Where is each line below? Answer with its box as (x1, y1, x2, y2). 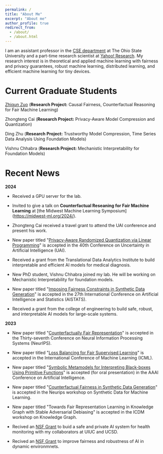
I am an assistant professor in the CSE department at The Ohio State (5, 47, 142, 54)
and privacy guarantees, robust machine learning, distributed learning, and (5, 63, 155, 69)
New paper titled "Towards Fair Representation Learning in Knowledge (12, 404, 154, 410)
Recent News (5, 168, 60, 178)
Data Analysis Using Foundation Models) (5, 136, 87, 142)
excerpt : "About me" (5, 16, 47, 21)
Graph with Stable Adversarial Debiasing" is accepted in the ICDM (12, 409, 145, 415)
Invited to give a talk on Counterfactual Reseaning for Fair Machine (12, 203, 149, 208)
